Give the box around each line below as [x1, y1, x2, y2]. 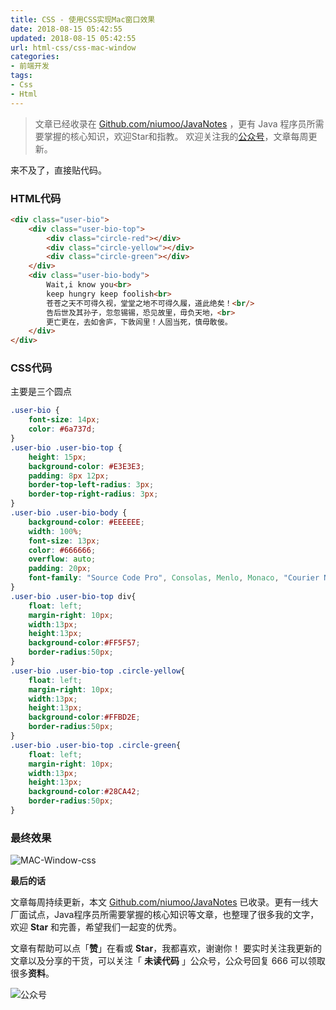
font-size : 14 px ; [28, 415, 101, 425]
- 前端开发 [10, 61, 50, 71]
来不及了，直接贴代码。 [10, 164, 107, 176]
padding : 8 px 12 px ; [28, 471, 110, 481]
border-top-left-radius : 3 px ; [28, 480, 155, 490]
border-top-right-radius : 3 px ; [28, 489, 159, 500]
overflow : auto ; [28, 554, 97, 565]
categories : [10, 52, 60, 62]
